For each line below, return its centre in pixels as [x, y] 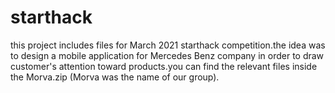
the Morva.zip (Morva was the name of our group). [115, 77]
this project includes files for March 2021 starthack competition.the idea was [168, 45]
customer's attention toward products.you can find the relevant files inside [164, 66]
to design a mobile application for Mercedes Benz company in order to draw [167, 55]
